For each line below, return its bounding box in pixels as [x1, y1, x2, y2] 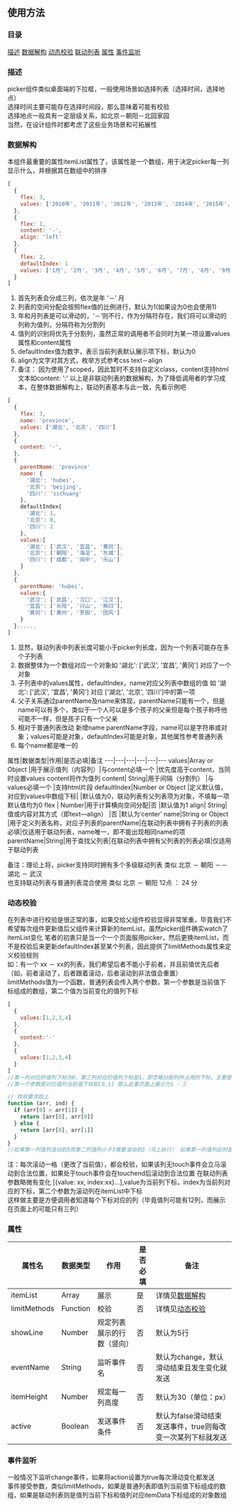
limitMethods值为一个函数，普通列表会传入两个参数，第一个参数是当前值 [7, 978, 221, 986]
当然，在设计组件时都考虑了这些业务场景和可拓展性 [7, 120, 157, 128]
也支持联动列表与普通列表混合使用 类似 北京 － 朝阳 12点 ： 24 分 [7, 878, 198, 886]
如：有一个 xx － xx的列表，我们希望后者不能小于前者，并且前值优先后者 [7, 960, 220, 968]
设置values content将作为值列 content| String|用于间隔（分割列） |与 [13, 774, 215, 782]
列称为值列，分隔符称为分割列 [17, 320, 105, 329]
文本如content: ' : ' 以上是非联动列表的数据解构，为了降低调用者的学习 [17, 374, 220, 383]
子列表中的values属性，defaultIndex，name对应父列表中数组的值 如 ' [17, 678, 221, 687]
